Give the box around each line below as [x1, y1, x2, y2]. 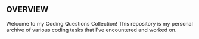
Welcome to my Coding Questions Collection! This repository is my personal [6, 20, 194, 27]
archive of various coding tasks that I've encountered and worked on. [6, 26, 177, 33]
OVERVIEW [6, 5, 49, 15]
